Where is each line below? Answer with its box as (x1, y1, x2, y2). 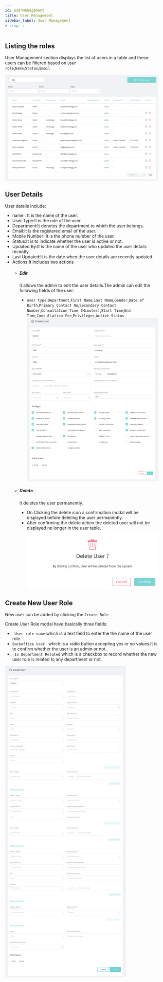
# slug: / (5, 23, 25, 28)
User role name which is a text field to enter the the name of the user (14, 630, 152, 636)
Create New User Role (5, 599, 73, 607)
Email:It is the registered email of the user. (12, 228, 96, 234)
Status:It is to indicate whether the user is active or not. (12, 238, 123, 244)
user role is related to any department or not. (12, 656, 102, 662)
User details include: (5, 203, 46, 209)
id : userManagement (5, 8, 45, 13)
